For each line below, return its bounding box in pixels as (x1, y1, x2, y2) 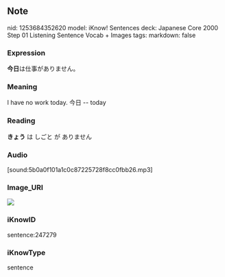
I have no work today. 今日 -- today (7, 99, 106, 107)
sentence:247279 (7, 230, 57, 239)
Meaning (7, 82, 38, 92)
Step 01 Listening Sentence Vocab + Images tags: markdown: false (7, 31, 196, 39)
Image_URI (7, 182, 43, 192)
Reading (7, 116, 36, 125)
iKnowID (7, 215, 36, 225)
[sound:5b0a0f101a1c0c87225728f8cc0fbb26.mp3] (7, 166, 153, 173)
